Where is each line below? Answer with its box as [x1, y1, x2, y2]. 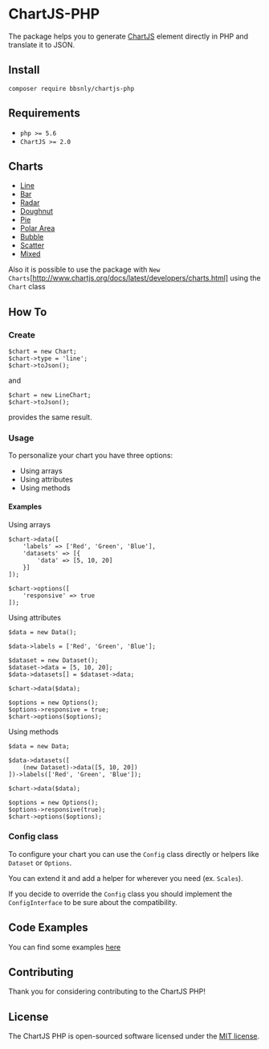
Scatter [19, 240, 45, 250]
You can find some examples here [8, 942, 121, 952]
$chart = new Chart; [8, 347, 78, 356]
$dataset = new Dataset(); [8, 656, 99, 664]
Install [8, 64, 40, 77]
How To [8, 305, 47, 318]
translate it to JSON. [8, 39, 75, 49]
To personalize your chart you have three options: [8, 451, 173, 461]
